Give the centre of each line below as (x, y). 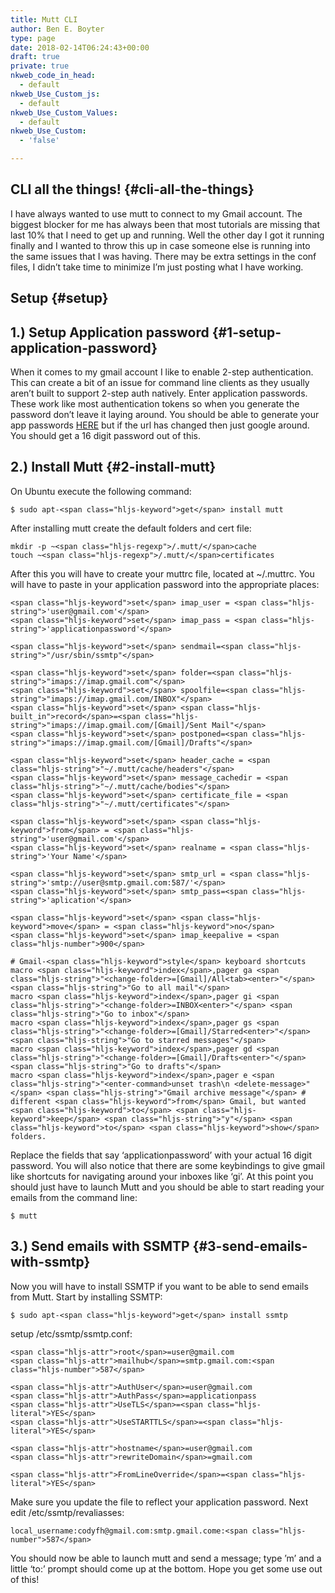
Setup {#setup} (59, 298)
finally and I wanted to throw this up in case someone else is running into (160, 245)
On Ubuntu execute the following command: (101, 491)
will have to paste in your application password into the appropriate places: (165, 584)
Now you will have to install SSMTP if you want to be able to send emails (159, 1286)
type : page (33, 38)
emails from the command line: (74, 1197)
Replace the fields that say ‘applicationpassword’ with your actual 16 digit (161, 1155)
